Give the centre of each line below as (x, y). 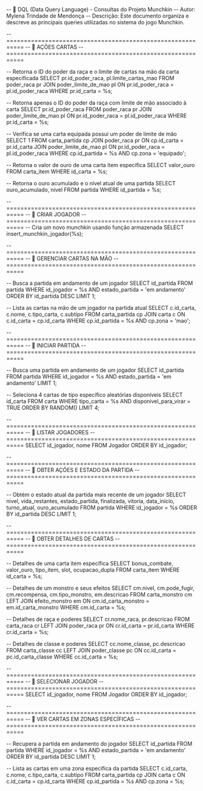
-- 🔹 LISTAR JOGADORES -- (60, 432)
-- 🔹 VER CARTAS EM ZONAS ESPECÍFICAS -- (83, 719)
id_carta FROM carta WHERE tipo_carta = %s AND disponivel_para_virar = (98, 401)
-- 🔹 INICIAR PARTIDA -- (56, 345)
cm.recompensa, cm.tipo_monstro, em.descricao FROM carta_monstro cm (99, 594)
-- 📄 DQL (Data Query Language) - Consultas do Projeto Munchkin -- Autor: (101, 9)
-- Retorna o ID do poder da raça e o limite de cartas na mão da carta (93, 72)
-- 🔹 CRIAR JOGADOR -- (56, 214)
